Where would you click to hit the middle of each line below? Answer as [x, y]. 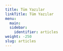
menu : [11, 18]
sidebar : [18, 28]
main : [15, 23]
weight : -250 [18, 37]
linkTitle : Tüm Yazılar [30, 14]
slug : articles [21, 41]
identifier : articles [36, 32]
